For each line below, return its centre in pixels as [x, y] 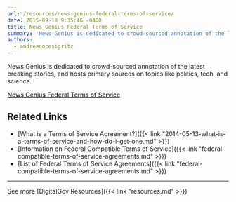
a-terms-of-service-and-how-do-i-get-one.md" [87, 141]
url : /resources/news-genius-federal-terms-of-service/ [91, 14]
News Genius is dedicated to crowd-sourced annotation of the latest [106, 66]
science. [20, 81]
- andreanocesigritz [44, 46]
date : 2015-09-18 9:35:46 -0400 [54, 20]
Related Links [38, 117]
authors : [20, 40]
